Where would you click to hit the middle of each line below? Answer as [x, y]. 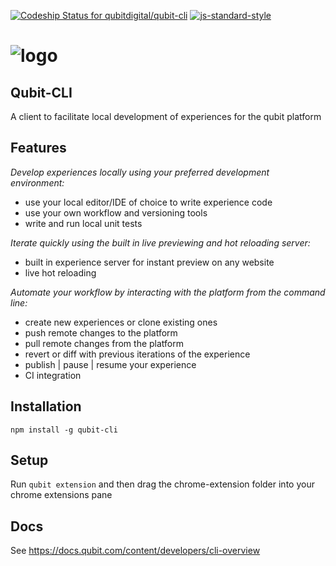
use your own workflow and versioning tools [116, 212]
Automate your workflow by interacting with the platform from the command [168, 292]
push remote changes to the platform [101, 332]
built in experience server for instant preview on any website [149, 262]
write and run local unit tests [83, 223]
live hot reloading [60, 272]
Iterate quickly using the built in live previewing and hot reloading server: [160, 242]
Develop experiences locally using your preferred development [140, 172]
